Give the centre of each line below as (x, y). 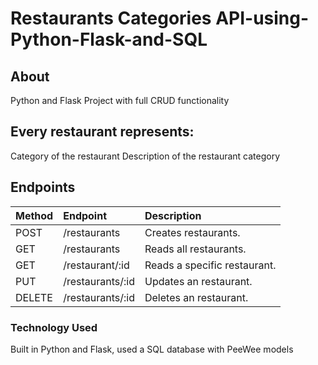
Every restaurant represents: (102, 132)
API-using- (262, 18)
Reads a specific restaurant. (210, 265)
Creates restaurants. (192, 232)
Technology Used (54, 327)
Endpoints (43, 187)
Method (34, 215)
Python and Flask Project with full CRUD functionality (120, 100)
